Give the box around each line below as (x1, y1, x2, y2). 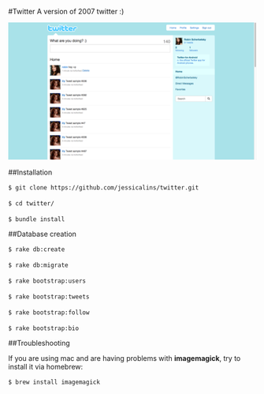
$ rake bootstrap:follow (8, 308, 90, 317)
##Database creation (8, 229, 77, 238)
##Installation (8, 167, 53, 177)
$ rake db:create (8, 245, 65, 253)
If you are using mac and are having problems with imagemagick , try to (8, 353, 241, 362)
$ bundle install (8, 215, 65, 223)
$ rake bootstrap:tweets (8, 292, 90, 301)
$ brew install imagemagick (8, 378, 101, 386)
